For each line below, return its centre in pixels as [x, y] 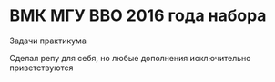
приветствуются [41, 68]
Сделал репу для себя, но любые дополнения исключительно [130, 58]
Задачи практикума [48, 41]
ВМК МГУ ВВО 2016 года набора [138, 16]
